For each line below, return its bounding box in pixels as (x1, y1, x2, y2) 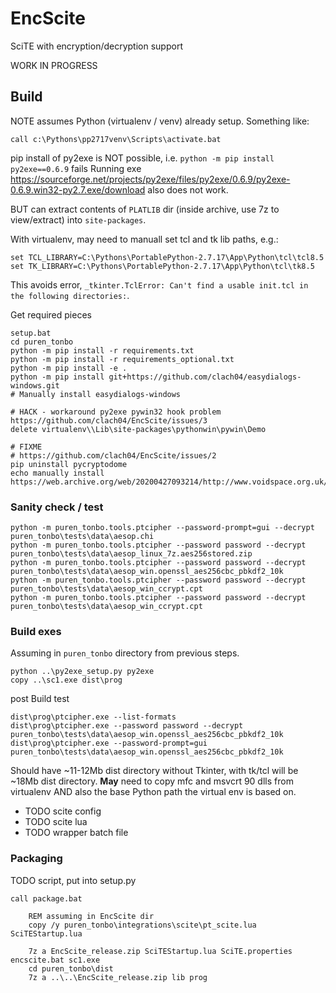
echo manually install (10, 468, 105, 478)
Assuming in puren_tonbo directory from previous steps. (10, 647, 240, 659)
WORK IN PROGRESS (10, 59, 98, 71)
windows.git (10, 380, 60, 391)
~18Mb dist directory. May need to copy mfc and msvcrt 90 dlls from (10, 775, 294, 787)
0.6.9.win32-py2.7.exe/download (10, 183, 146, 196)
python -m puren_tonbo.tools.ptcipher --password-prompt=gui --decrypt (10, 523, 315, 533)
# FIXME (10, 442, 43, 452)
